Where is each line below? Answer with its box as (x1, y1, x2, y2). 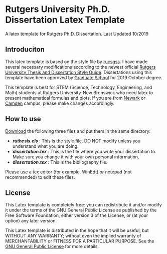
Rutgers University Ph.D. (5, 4, 110, 15)
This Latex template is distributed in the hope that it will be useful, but (5, 227, 149, 233)
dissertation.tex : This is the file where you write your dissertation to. (12, 148, 156, 154)
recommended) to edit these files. (5, 174, 75, 180)
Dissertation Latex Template (5, 14, 125, 26)
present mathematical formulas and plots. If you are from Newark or (5, 95, 145, 101)
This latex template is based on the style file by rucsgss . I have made (5, 59, 148, 65)
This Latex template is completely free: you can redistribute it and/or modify (5, 202, 162, 208)
